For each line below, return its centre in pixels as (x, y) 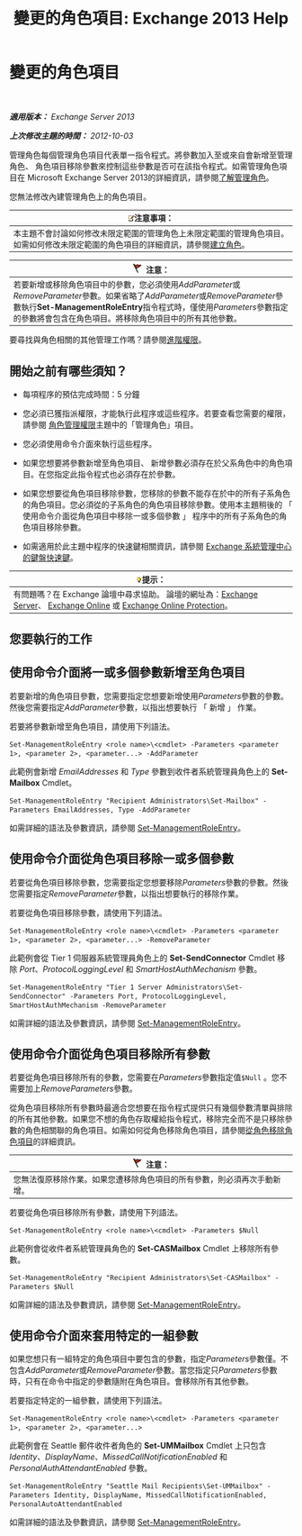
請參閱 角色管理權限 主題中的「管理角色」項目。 (110, 425)
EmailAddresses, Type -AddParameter (122, 810)
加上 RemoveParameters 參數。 (81, 1089)
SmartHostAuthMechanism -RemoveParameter (88, 1005)
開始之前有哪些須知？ (68, 371)
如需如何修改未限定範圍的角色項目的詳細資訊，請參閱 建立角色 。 (131, 244)
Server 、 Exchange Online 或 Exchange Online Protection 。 (123, 605)
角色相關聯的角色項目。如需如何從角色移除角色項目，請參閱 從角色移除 (155, 1131)
